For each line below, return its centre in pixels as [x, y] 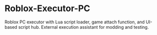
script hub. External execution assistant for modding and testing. [84, 27]
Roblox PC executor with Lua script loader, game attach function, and [75, 22]
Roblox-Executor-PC [47, 9]
